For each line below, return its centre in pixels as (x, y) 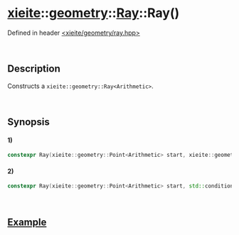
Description (34, 69)
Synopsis (28, 122)
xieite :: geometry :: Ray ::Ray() (94, 13)
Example (27, 222)
